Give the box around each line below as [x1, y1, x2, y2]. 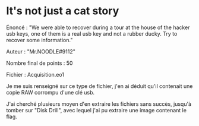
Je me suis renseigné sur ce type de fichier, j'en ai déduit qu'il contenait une [6, 82, 193, 90]
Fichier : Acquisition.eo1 [6, 71, 64, 78]
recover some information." [6, 36, 73, 43]
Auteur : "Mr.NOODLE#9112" [6, 48, 75, 55]
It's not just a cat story [6, 4, 119, 18]
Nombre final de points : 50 [6, 59, 73, 67]
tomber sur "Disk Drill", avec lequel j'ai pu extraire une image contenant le [6, 106, 187, 114]
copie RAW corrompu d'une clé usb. [6, 89, 95, 96]
